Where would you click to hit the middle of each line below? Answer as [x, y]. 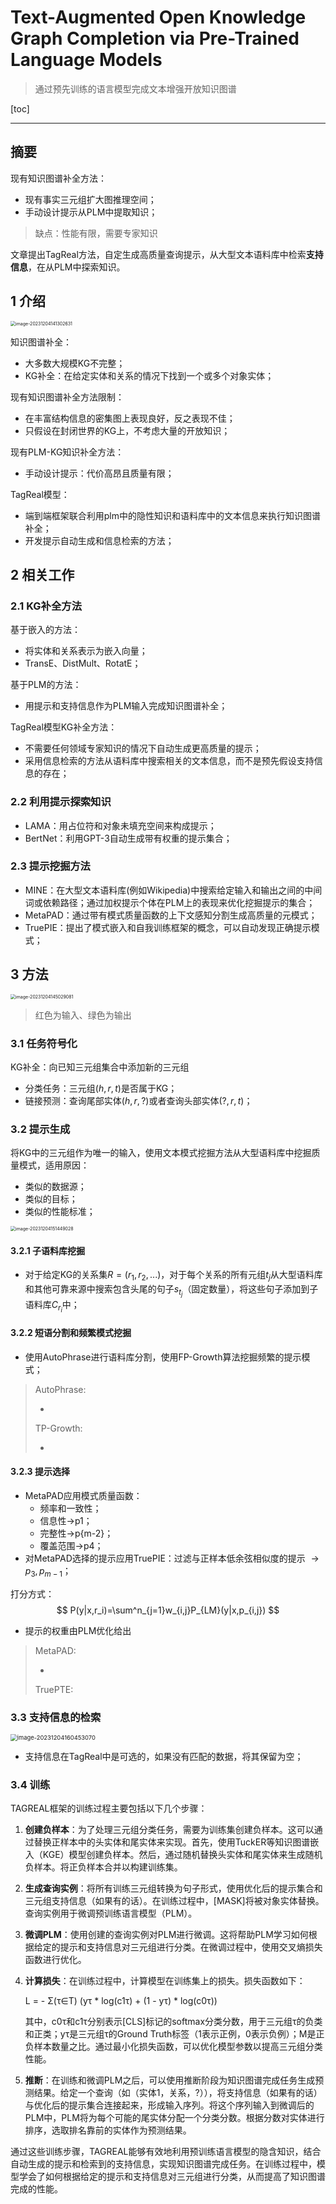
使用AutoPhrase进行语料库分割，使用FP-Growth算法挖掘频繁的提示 [163, 1357]
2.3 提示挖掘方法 [50, 866]
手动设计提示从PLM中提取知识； [91, 212]
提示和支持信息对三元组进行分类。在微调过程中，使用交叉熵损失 [191, 1947]
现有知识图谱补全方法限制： [67, 397]
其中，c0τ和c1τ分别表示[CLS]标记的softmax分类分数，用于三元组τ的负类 [173, 2022]
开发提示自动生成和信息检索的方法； [99, 540]
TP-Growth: [58, 1428]
